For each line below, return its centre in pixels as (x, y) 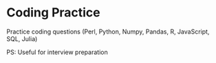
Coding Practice (53, 13)
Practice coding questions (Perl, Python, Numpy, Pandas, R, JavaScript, (108, 32)
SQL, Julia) (22, 38)
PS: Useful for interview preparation (57, 52)
